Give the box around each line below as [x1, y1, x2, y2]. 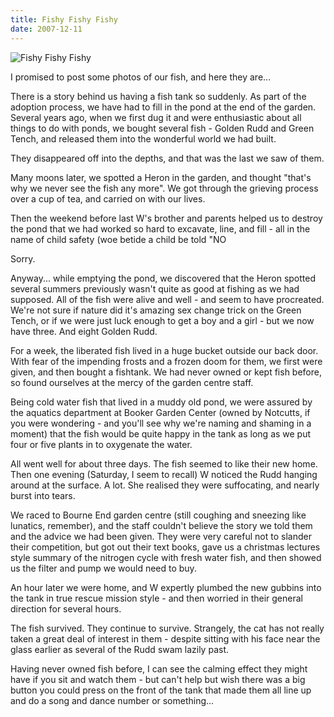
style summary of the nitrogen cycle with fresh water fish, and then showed [10, 551, 322, 563]
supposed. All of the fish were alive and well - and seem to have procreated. [10, 293, 325, 305]
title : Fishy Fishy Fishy [10, 14, 118, 25]
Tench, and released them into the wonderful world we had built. [10, 132, 277, 145]
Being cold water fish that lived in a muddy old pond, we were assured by [10, 396, 313, 408]
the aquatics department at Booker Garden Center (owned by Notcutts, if [10, 406, 311, 418]
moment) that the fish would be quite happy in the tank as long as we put [10, 427, 312, 440]
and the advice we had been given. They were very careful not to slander [10, 530, 312, 542]
